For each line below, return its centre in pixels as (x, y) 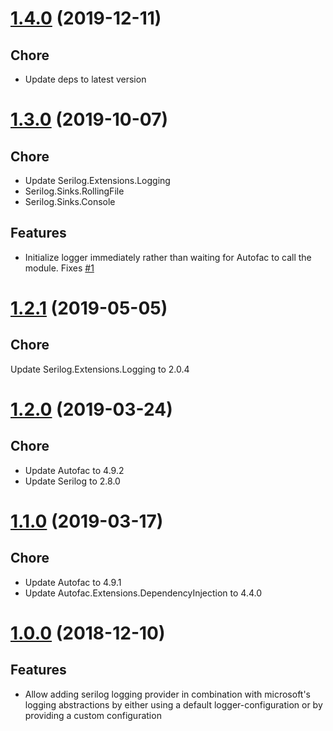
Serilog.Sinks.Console (70, 201)
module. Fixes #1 (59, 268)
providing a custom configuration (93, 715)
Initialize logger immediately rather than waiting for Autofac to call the (168, 257)
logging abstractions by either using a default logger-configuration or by (173, 704)
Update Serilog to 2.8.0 (72, 481)
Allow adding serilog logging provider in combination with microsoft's (168, 694)
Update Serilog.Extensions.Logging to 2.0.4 (100, 369)
